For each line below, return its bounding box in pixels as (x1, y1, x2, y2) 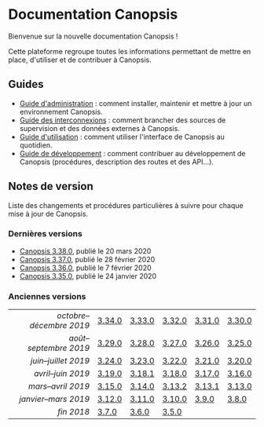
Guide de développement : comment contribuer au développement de (19, 148, 246, 158)
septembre (27, 343, 68, 354)
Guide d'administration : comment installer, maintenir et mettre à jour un (19, 98, 252, 108)
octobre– (57, 310, 90, 321)
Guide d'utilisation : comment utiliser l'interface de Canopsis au (19, 132, 225, 141)
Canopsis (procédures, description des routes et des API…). (19, 157, 214, 166)
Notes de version (8, 180, 94, 193)
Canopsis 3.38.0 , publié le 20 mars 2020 (19, 246, 152, 256)
